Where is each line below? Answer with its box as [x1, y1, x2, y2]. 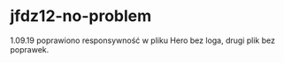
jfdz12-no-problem [10, 6, 152, 26]
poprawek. [10, 44, 50, 54]
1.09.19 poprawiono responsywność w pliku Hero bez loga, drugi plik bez [10, 35, 275, 45]
